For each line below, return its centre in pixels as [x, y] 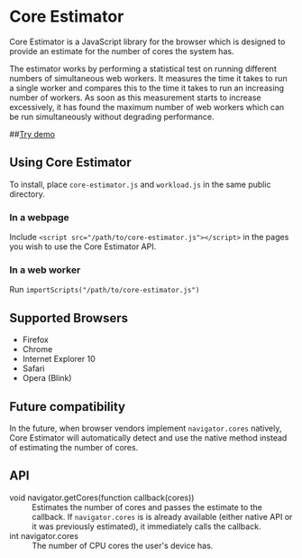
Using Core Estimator [71, 163]
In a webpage [39, 217]
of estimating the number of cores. [74, 447]
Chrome [37, 349]
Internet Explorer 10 [59, 359]
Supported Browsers [69, 318]
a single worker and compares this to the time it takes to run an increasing [147, 88]
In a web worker [45, 270]
